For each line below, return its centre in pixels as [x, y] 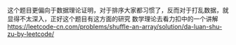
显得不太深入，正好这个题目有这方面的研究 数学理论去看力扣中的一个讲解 [113, 19]
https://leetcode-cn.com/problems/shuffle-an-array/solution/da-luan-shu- [115, 27]
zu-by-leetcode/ [31, 34]
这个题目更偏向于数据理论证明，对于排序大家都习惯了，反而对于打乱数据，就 [118, 10]
